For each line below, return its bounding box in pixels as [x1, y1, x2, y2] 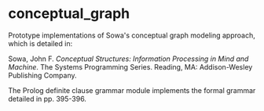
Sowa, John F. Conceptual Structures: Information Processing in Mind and [8, 54, 249, 63]
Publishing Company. [8, 70, 77, 80]
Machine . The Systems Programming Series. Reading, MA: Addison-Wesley [8, 62, 253, 71]
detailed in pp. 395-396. [8, 94, 86, 103]
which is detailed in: [8, 38, 73, 48]
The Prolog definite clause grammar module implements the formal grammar [8, 85, 256, 95]
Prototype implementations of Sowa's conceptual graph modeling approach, [8, 30, 255, 40]
